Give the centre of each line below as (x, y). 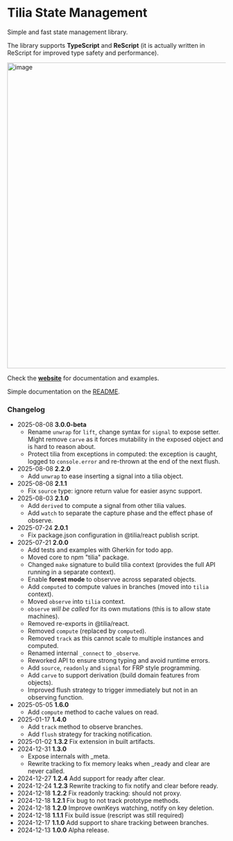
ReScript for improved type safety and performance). (83, 53)
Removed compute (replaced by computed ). (87, 631)
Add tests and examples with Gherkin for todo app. (100, 550)
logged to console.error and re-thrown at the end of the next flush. (124, 461)
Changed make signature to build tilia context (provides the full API (122, 565)
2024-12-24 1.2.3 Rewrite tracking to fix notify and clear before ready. (118, 786)
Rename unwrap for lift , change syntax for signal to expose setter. (124, 432)
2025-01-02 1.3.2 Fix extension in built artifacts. (86, 742)
